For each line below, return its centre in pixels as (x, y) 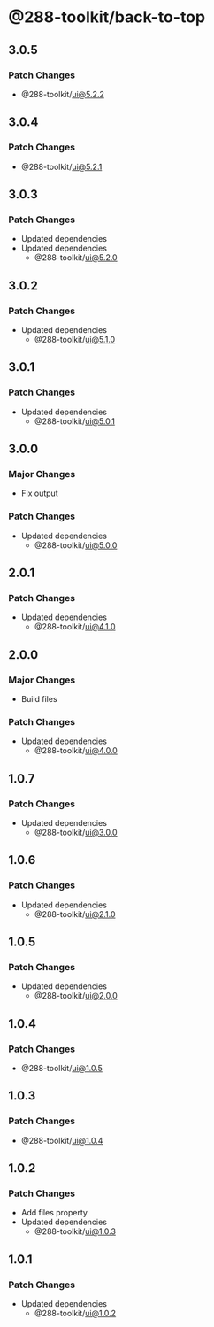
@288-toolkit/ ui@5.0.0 (76, 545)
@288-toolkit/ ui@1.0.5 (62, 1069)
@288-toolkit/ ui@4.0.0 (76, 751)
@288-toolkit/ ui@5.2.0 (76, 258)
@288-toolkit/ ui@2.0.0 (76, 996)
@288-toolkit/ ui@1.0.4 (62, 1140)
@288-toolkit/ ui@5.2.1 (61, 166)
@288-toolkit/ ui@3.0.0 (76, 832)
